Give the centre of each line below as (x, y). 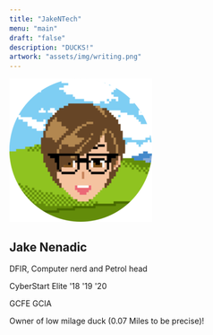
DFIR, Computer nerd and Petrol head (78, 269)
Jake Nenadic (48, 247)
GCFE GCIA (30, 303)
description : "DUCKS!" (51, 48)
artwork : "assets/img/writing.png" (76, 57)
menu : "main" (34, 28)
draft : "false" (38, 38)
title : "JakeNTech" (46, 19)
